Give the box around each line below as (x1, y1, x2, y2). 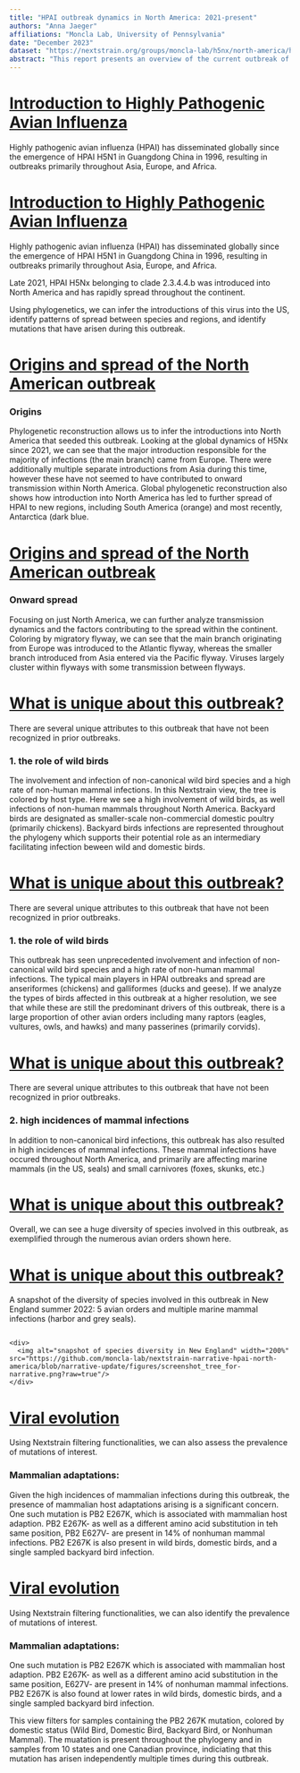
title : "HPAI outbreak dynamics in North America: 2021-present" (9, 13, 257, 22)
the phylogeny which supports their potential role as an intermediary (9, 832, 261, 843)
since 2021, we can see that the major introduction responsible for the (9, 445, 267, 456)
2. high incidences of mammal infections (9, 1114, 189, 1126)
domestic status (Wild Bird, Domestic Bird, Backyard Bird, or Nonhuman (9, 1725, 273, 1735)
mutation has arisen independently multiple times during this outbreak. (9, 1752, 270, 1764)
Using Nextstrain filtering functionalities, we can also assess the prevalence (9, 1437, 288, 1448)
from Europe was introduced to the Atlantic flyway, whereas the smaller (9, 642, 272, 654)
